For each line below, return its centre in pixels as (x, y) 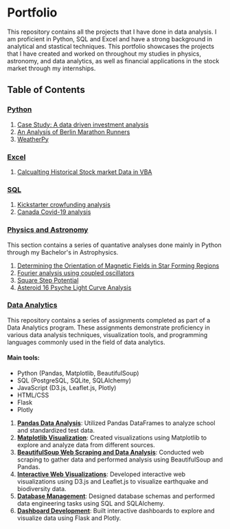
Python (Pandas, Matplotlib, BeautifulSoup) (78, 374)
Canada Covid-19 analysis (54, 212)
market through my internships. (51, 68)
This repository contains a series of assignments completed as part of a (109, 320)
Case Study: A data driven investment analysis (83, 125)
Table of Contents (46, 90)
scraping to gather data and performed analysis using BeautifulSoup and (120, 460)
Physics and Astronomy (48, 230)
